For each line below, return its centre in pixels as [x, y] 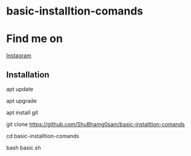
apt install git [22, 112]
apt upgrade [22, 100]
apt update [20, 89]
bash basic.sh [24, 148]
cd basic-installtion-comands [43, 136]
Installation [28, 75]
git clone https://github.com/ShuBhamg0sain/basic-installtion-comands [96, 124]
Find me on [35, 39]
